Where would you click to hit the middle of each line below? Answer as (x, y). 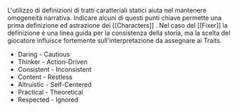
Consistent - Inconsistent (54, 69)
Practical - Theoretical (50, 92)
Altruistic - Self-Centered (55, 84)
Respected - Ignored (48, 100)
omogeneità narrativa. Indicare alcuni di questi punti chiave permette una (115, 18)
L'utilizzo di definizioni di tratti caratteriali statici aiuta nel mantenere (107, 10)
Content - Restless (45, 77)
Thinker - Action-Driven (52, 62)
